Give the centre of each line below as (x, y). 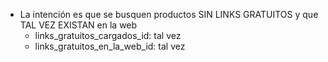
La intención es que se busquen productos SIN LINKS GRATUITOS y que (169, 14)
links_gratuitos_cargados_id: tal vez (108, 35)
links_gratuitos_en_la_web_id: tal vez (110, 46)
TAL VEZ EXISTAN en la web (78, 25)
